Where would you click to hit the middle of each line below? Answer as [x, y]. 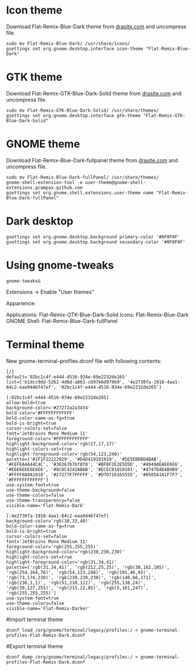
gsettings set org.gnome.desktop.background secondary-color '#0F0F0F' [96, 242]
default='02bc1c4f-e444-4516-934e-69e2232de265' [67, 377]
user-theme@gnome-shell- [115, 182]
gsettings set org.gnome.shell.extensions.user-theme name [80, 193]
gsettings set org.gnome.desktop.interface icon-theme [75, 49]
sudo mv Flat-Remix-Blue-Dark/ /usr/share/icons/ [68, 44]
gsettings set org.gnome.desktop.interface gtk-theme [74, 115]
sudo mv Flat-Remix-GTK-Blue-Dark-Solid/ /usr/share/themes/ [83, 110]
